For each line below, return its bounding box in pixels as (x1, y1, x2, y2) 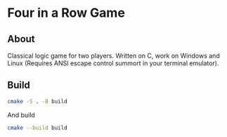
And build (7, 110, 35, 119)
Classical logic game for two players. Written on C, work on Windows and (7, 51, 220, 60)
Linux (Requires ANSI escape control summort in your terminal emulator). (7, 59, 219, 67)
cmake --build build (7, 124, 68, 131)
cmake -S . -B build (7, 98, 68, 105)
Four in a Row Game (7, 5, 125, 21)
